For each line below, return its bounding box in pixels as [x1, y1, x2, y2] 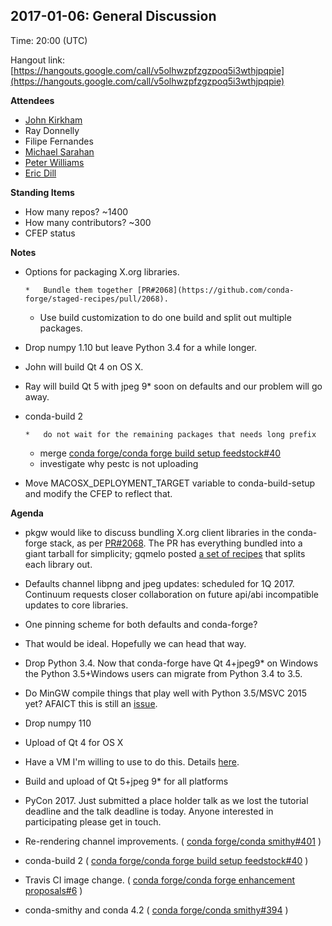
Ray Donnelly [24, 124, 80, 136]
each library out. [24, 558, 93, 570]
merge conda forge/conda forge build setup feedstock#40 [39, 447, 282, 459]
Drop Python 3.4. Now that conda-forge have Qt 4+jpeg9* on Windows [24, 657, 319, 669]
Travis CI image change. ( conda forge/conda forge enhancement [24, 874, 296, 886]
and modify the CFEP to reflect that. [24, 487, 173, 499]
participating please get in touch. [24, 815, 162, 828]
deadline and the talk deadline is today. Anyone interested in [24, 805, 274, 817]
